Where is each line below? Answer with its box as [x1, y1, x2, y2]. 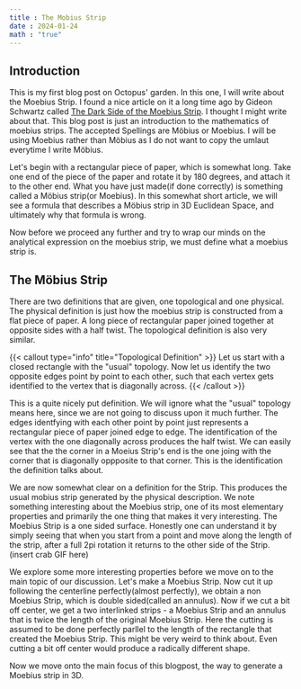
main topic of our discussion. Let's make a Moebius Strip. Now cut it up [9, 577, 274, 586]
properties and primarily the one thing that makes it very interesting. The [9, 511, 278, 522]
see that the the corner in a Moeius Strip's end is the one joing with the [9, 446, 272, 456]
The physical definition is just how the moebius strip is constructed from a [9, 306, 283, 316]
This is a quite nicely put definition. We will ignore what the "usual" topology [9, 398, 292, 408]
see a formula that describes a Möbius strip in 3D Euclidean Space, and [9, 200, 274, 211]
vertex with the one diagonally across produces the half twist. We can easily [9, 436, 292, 446]
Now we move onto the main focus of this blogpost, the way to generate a [9, 660, 283, 671]
